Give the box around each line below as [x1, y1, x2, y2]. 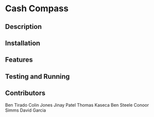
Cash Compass [5, 3, 69, 14]
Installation [5, 39, 40, 47]
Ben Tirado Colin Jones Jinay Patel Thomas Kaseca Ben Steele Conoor [5, 102, 149, 108]
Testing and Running [5, 72, 70, 81]
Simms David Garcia [5, 107, 46, 113]
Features [5, 56, 33, 64]
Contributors [5, 89, 46, 97]
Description [5, 23, 42, 31]
